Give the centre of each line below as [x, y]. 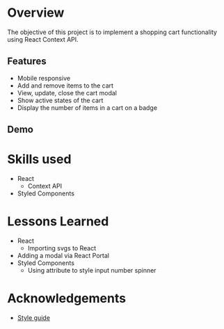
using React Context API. [43, 39]
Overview [36, 13]
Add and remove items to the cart [65, 86]
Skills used [39, 160]
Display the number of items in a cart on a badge [87, 107]
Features [27, 62]
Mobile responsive [44, 78]
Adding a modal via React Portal [63, 256]
